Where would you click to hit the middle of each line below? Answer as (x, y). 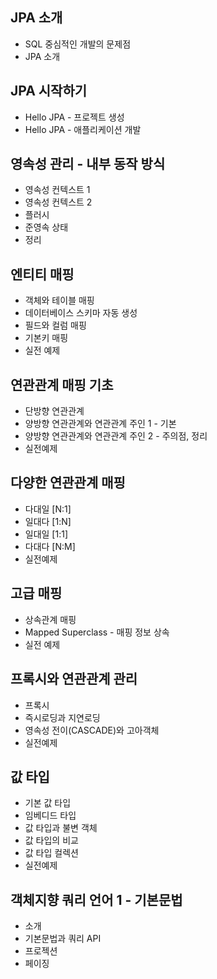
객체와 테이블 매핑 (59, 300)
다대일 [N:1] (48, 509)
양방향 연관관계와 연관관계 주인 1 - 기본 (100, 424)
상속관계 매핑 (50, 619)
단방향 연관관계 (54, 411)
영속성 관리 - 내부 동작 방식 (88, 164)
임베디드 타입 (50, 815)
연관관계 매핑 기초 (62, 384)
